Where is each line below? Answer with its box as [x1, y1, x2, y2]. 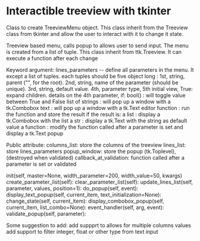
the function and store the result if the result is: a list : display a [6, 111, 161, 118]
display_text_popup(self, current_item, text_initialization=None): [6, 191, 162, 198]
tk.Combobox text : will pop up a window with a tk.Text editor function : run [6, 104, 190, 111]
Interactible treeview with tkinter [6, 4, 171, 18]
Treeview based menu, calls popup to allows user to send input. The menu [6, 42, 189, 49]
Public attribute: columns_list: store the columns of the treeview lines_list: [6, 141, 186, 148]
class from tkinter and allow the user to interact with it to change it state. [6, 30, 183, 37]
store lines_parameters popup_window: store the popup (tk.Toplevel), [6, 148, 177, 155]
